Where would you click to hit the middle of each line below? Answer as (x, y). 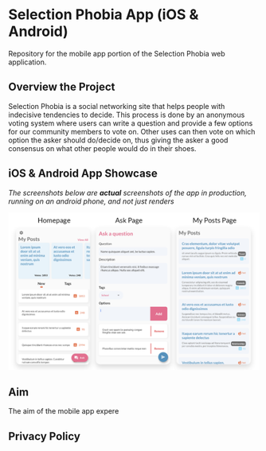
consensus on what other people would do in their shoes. (102, 148)
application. (27, 62)
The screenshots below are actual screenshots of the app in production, (127, 192)
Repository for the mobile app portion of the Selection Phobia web (117, 53)
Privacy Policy (45, 436)
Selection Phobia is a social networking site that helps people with (117, 106)
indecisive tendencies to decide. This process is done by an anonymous (127, 115)
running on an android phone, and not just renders (91, 201)
